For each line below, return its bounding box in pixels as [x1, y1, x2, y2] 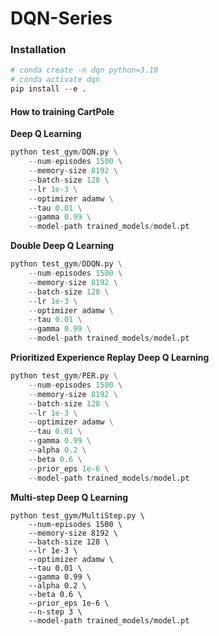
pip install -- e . [10, 84, 87, 94]
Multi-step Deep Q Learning [10, 491, 129, 503]
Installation [10, 43, 67, 57]
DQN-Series [10, 7, 113, 30]
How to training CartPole [10, 105, 115, 117]
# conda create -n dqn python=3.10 [10, 65, 159, 76]
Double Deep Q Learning [10, 240, 115, 252]
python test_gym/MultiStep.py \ [10, 510, 145, 521]
